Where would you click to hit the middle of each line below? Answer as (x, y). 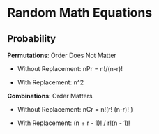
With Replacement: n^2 (51, 82)
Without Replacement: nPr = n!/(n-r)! (70, 69)
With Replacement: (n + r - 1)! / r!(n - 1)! (74, 123)
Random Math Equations (80, 13)
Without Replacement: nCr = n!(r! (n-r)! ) (75, 109)
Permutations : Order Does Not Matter (62, 55)
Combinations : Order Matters (50, 96)
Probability (32, 39)
